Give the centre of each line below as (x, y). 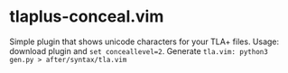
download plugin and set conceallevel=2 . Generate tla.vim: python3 (139, 50)
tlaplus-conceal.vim (87, 17)
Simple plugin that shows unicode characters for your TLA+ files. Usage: (144, 41)
